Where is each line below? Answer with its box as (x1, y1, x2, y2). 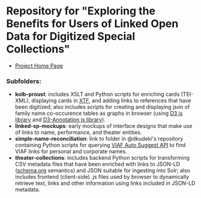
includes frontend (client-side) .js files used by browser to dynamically (14, 173, 190, 181)
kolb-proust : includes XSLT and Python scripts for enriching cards (14, 91, 180, 98)
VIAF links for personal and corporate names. (14, 148, 127, 155)
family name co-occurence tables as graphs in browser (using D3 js (14, 109, 183, 117)
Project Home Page (14, 62, 63, 69)
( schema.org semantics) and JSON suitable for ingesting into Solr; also (14, 167, 191, 174)
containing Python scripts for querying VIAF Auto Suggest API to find (14, 142, 186, 149)
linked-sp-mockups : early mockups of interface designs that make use (14, 123, 193, 130)
